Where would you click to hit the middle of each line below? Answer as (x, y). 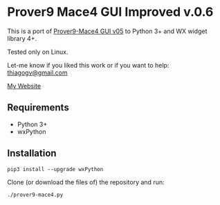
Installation (32, 154)
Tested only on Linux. (38, 52)
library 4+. (22, 38)
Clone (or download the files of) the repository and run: (86, 182)
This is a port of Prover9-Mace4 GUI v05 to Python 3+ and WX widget (107, 31)
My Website (24, 86)
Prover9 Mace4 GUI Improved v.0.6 (110, 12)
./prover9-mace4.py (35, 195)
